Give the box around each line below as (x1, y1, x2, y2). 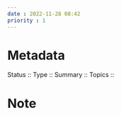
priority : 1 (7, 17, 46, 24)
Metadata (7, 47, 65, 63)
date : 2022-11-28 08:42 (7, 10, 81, 18)
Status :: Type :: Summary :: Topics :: (7, 71, 115, 79)
